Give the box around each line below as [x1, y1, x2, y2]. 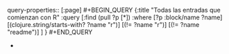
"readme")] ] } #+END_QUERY [7, 28, 93, 36]
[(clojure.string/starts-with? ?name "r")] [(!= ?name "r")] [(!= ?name [7, 21, 200, 28]
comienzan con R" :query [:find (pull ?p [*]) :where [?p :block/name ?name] [7, 13, 223, 21]
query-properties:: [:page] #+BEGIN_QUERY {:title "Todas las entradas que [7, 6, 221, 14]
